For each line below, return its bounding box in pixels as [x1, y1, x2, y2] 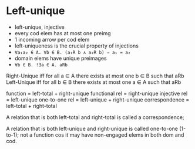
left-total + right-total [6, 102, 58, 109]
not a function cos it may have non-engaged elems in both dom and [20, 131, 184, 138]
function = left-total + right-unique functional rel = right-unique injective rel [6, 90, 188, 97]
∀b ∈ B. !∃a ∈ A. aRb [14, 62, 68, 68]
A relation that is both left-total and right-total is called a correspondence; [6, 113, 184, 121]
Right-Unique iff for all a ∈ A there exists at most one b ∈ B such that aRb [6, 72, 184, 79]
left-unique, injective [14, 23, 65, 31]
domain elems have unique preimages [14, 55, 107, 62]
